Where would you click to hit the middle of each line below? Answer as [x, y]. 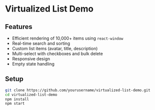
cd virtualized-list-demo [31, 95]
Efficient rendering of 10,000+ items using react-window [68, 38]
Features [19, 27]
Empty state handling [33, 64]
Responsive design [31, 59]
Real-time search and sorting [41, 43]
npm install [17, 99]
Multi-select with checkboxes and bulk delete [57, 54]
